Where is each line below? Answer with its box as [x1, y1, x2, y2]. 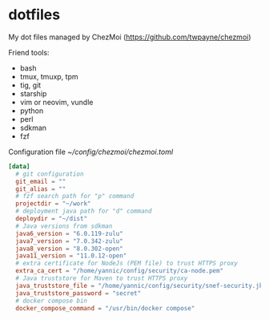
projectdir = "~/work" [15, 200, 91, 208]
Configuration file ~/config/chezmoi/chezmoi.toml [8, 147, 174, 156]
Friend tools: [8, 47, 50, 57]
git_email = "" [15, 177, 66, 185]
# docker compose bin [15, 297, 88, 305]
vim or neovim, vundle [19, 97, 94, 107]
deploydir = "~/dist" [15, 215, 88, 223]
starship [19, 88, 47, 98]
